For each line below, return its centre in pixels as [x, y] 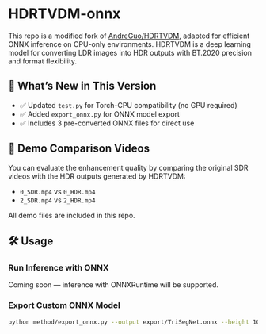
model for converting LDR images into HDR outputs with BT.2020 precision [130, 52]
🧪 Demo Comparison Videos [79, 149]
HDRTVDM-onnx [65, 14]
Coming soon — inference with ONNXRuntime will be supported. [114, 285]
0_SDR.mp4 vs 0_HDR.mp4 [57, 191]
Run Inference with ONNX [59, 267]
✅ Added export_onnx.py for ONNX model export [100, 114]
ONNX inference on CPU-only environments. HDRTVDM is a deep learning [130, 44]
